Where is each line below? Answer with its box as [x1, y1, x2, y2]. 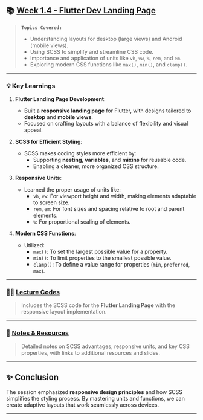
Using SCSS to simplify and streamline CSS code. [30, 48, 154, 55]
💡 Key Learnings [6, 82, 56, 90]
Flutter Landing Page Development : [14, 95, 106, 103]
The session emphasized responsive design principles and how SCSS [6, 388, 183, 395]
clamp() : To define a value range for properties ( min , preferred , [33, 261, 190, 268]
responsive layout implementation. [21, 308, 107, 315]
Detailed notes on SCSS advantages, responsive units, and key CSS [21, 343, 190, 350]
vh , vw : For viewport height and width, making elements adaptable [33, 193, 196, 200]
